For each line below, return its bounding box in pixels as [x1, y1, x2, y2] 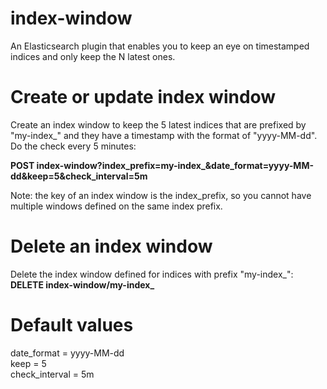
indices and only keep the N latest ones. [10, 50, 176, 62]
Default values [10, 314, 134, 336]
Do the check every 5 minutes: [10, 140, 137, 152]
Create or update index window [10, 86, 277, 109]
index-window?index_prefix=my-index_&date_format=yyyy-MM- [36, 159, 314, 171]
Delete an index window [10, 235, 213, 258]
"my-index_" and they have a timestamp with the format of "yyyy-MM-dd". [10, 129, 318, 141]
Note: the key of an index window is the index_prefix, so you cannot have [10, 189, 312, 201]
